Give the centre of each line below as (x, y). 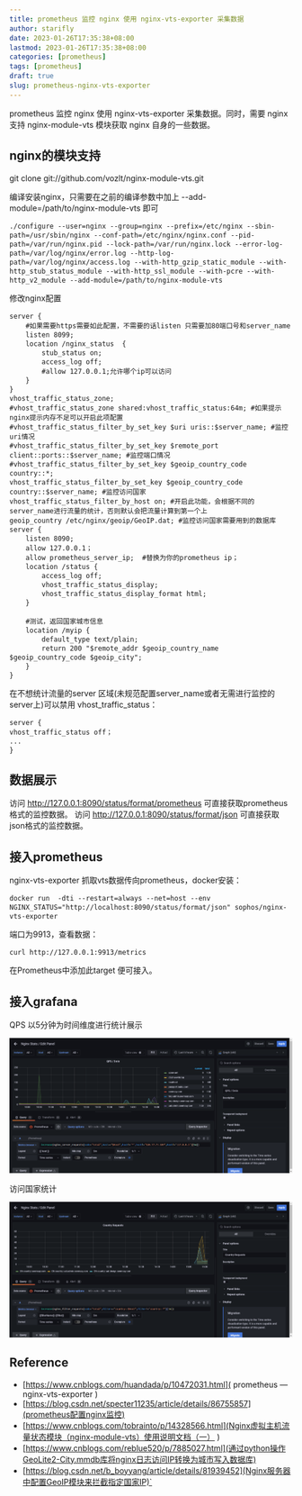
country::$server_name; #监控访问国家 (78, 492)
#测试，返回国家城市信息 (64, 621)
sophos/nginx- (261, 908)
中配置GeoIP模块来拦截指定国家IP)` (87, 1482)
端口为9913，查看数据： (54, 934)
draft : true (31, 77)
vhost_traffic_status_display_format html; (124, 594)
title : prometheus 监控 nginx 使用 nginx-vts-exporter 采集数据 (127, 19)
